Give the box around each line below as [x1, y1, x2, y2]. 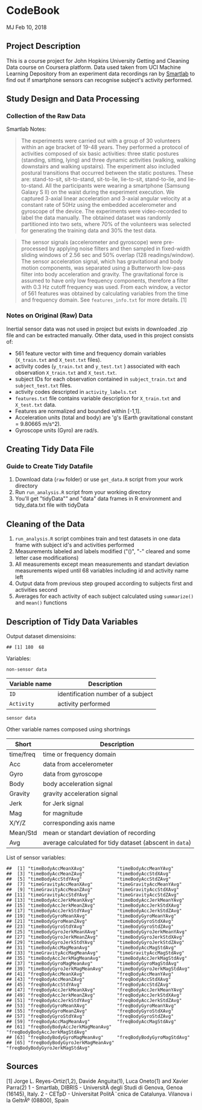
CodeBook [6, 4, 60, 17]
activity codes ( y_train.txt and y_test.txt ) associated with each [14, 363, 180, 370]
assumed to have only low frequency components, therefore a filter [21, 277, 189, 284]
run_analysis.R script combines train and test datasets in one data [14, 535, 181, 542]
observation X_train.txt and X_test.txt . [14, 369, 118, 376]
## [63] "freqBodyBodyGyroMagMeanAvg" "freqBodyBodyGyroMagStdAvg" [6, 1035, 190, 1041]
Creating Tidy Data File [6, 444, 95, 454]
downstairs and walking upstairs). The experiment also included [21, 163, 180, 170]
